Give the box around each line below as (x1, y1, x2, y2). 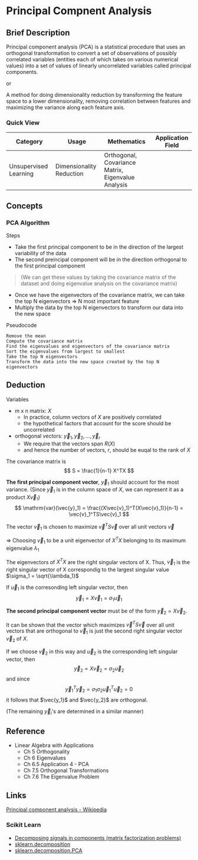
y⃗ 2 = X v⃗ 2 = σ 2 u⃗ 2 (74, 664, 124, 673)
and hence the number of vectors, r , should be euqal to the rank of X (23, 446, 190, 453)
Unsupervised (9, 162, 48, 171)
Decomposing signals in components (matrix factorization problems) (14, 834, 181, 841)
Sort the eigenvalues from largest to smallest (6, 348, 126, 354)
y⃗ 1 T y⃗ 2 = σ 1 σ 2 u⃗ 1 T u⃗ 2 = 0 (65, 685, 133, 694)
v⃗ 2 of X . (6, 635, 28, 643)
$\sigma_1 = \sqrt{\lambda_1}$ (6, 572, 80, 579)
